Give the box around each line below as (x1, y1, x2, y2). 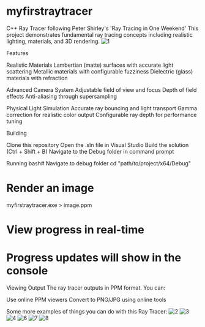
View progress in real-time (6, 223, 145, 237)
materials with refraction (6, 74, 68, 81)
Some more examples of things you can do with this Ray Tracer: (6, 308, 168, 315)
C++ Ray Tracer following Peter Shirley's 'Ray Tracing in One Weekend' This (6, 24, 199, 32)
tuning (6, 118, 23, 125)
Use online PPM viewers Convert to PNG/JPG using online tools (6, 296, 166, 303)
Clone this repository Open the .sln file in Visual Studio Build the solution (6, 141, 189, 148)
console (6, 264, 48, 278)
